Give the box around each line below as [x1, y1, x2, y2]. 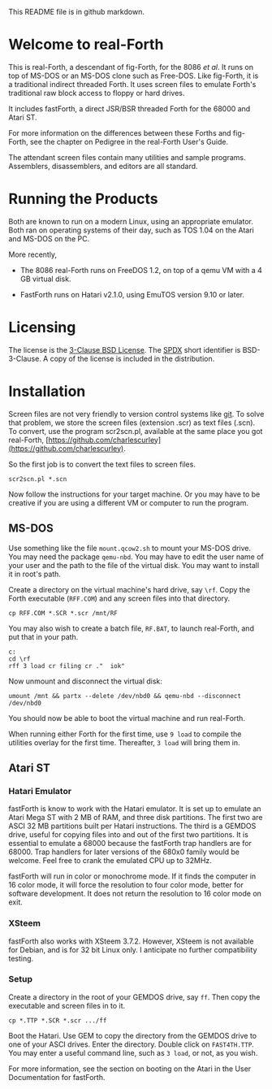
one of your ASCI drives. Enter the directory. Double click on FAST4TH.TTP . [8, 1039, 254, 1049]
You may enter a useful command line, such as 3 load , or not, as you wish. [8, 1048, 258, 1057]
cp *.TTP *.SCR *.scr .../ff [8, 1016, 107, 1025]
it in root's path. [8, 569, 61, 579]
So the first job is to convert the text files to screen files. [8, 459, 196, 469]
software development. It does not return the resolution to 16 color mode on [8, 889, 262, 899]
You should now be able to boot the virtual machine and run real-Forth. [8, 713, 246, 722]
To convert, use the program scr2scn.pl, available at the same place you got [8, 426, 263, 436]
